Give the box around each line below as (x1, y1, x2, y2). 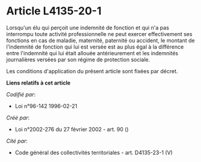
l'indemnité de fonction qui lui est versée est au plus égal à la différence (6, 43, 184, 50)
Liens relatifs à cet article (6, 79, 71, 86)
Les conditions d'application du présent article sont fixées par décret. (6, 67, 178, 74)
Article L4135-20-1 (6, 4, 102, 18)
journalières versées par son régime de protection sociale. (6, 56, 151, 63)
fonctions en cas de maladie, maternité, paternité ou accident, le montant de (6, 37, 195, 44)
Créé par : (6, 114, 30, 121)
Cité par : (6, 137, 28, 145)
